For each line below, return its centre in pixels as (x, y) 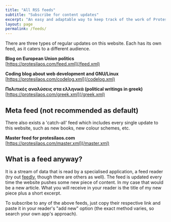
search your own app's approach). (41, 213)
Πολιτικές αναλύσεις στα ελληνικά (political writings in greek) (74, 89)
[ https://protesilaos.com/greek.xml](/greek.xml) (55, 94)
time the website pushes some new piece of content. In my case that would (84, 182)
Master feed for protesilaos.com (40, 138)
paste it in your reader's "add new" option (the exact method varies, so (80, 208)
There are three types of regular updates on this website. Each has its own (83, 43)
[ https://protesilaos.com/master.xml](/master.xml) (57, 143)
